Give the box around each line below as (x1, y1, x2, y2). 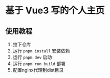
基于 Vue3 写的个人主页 (5, 5, 105, 16)
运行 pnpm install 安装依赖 (12, 48, 70, 54)
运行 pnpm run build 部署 (12, 61, 65, 67)
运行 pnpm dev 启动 (12, 54, 52, 60)
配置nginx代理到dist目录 (12, 67, 64, 73)
